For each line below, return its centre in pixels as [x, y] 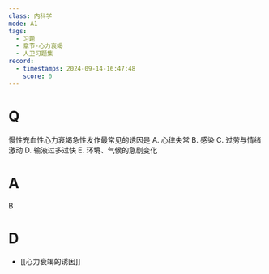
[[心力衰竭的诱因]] [50, 262]
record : [21, 62]
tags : [17, 31]
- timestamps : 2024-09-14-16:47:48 [76, 69]
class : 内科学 [30, 16]
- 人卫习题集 [35, 54]
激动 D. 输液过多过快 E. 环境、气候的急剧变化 [83, 150]
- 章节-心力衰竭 [39, 46]
